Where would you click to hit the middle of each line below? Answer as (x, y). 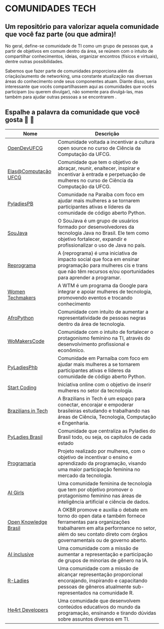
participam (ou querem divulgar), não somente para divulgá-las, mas (74, 92)
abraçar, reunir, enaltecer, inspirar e (99, 168)
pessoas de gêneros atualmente (95, 586)
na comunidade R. (113, 593)
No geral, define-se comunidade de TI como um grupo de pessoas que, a (79, 46)
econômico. (71, 350)
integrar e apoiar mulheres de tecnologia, (105, 291)
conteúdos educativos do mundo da (99, 607)
